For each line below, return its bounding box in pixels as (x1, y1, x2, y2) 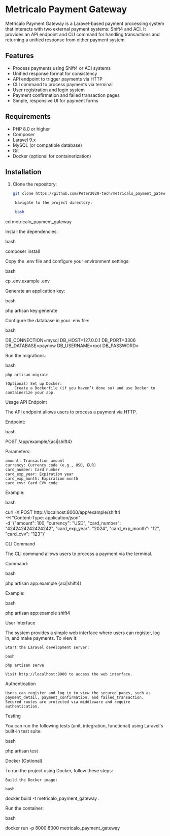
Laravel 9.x (12, 137, 36, 143)
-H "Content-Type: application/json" (5, 515, 81, 520)
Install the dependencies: (5, 228, 58, 234)
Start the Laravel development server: (5, 645, 90, 650)
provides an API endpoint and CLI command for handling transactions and (5, 31, 160, 37)
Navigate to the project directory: (15, 200, 93, 205)
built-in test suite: (5, 728, 42, 734)
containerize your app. (5, 390, 56, 395)
